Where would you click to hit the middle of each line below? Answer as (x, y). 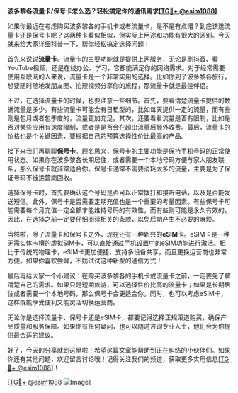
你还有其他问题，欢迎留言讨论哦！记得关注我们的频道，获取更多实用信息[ (114, 359)
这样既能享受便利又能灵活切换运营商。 (63, 302)
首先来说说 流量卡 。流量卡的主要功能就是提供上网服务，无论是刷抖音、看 (113, 59)
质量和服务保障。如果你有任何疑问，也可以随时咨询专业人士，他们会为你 (119, 326)
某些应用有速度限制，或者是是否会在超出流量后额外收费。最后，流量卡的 (125, 127)
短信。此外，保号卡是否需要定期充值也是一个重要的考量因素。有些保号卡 (119, 201)
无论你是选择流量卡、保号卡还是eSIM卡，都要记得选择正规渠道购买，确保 (114, 317)
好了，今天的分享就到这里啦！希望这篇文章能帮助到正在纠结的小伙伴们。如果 (119, 350)
